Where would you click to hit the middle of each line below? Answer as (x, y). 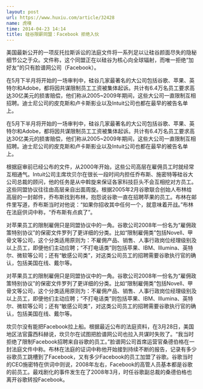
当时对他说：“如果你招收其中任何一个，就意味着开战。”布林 (121, 205)
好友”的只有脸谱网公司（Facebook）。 (53, 68)
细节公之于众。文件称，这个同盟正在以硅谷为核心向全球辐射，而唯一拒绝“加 (100, 60)
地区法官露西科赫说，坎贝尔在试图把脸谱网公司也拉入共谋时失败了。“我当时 (100, 334)
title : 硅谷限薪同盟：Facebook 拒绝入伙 (53, 35)
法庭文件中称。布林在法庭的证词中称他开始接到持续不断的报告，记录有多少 (104, 350)
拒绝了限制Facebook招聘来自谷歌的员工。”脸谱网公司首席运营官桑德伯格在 (98, 342)
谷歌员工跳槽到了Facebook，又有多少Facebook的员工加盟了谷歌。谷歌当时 (100, 357)
